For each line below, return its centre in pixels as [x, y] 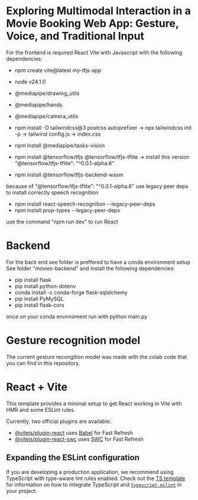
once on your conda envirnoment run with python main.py [77, 316]
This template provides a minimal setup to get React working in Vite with [94, 403]
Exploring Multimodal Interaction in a [98, 11]
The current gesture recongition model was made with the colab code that [97, 357]
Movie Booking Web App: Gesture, [92, 23]
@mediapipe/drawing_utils [47, 93]
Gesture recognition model [73, 340]
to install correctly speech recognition [52, 192]
